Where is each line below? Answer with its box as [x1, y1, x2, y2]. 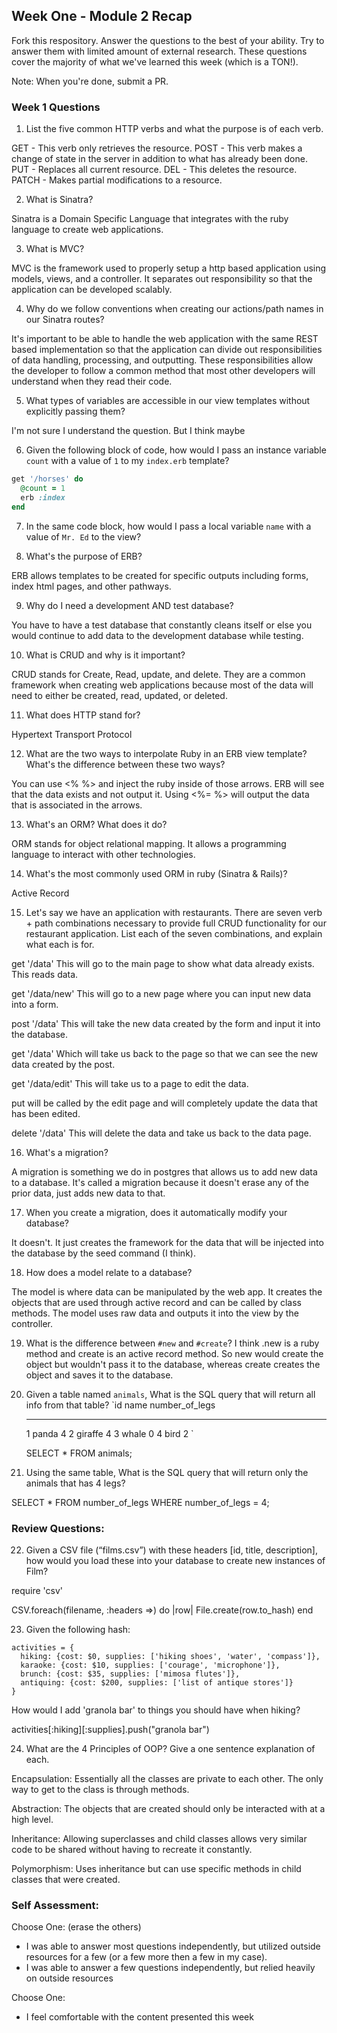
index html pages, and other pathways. [11, 580, 172, 592]
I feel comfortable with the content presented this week [25, 2011, 254, 2023]
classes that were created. [11, 1873, 121, 1885]
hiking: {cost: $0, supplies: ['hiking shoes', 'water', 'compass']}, [20, 1651, 321, 1661]
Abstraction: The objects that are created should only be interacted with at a [11, 1802, 326, 1814]
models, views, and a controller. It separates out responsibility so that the [11, 273, 313, 285]
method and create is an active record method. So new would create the [25, 1347, 324, 1359]
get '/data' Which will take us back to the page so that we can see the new [11, 1047, 319, 1059]
